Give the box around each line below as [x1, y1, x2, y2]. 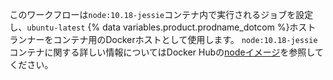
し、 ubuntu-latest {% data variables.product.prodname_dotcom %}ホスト [9, 21, 317, 33]
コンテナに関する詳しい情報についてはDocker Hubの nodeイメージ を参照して [9, 46, 324, 58]
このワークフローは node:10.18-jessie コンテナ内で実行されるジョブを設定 [9, 9, 314, 20]
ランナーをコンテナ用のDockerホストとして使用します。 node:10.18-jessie [9, 34, 319, 45]
